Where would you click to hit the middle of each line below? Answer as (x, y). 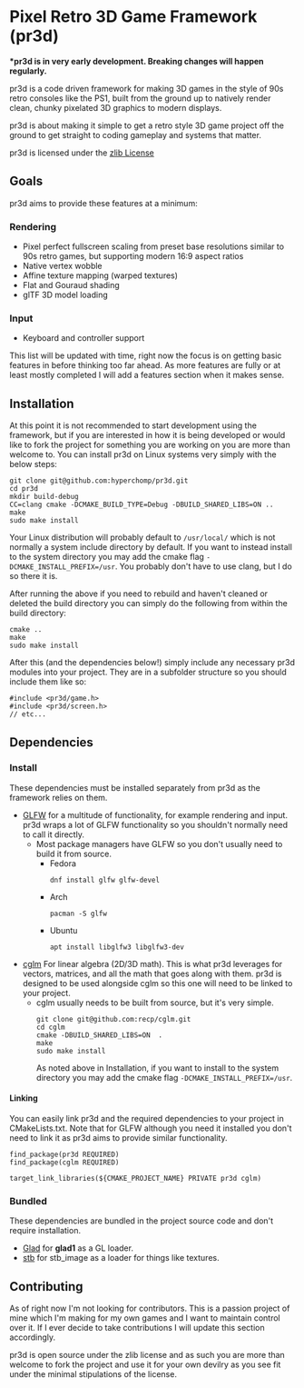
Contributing (46, 1287)
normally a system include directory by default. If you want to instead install (151, 547)
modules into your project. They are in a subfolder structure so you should (148, 672)
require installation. (45, 1231)
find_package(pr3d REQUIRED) (64, 1155)
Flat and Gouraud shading (71, 285)
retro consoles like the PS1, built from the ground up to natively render (140, 98)
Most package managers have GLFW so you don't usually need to (159, 844)
